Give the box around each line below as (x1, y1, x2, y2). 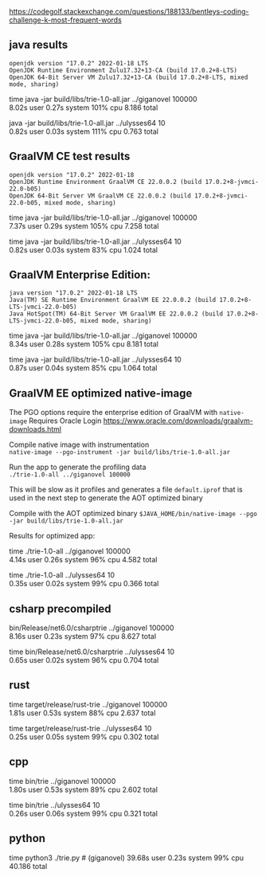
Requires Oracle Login (28, 416, 102, 425)
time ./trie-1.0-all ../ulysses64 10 (9, 570, 115, 580)
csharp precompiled (9, 601, 111, 616)
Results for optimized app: (9, 531, 96, 541)
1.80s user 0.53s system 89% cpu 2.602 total (9, 785, 158, 794)
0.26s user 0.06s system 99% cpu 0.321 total (9, 808, 158, 818)
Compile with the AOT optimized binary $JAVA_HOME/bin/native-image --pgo (9, 509, 257, 519)
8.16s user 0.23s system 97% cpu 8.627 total (9, 632, 157, 641)
